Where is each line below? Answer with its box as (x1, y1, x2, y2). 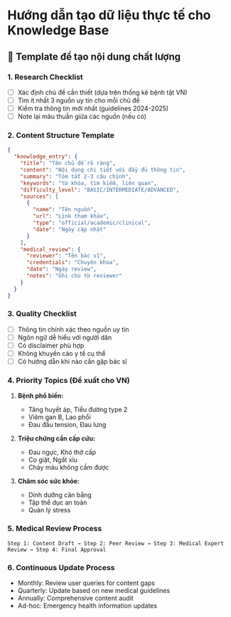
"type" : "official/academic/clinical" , (33, 219, 151, 227)
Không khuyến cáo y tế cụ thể (17, 349, 106, 358)
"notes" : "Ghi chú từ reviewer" (26, 273, 122, 280)
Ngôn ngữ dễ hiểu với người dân (17, 333, 112, 342)
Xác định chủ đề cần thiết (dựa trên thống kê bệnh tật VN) (17, 88, 188, 96)
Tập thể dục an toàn (28, 498, 87, 507)
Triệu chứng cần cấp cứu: (17, 434, 96, 443)
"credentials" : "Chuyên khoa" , (26, 259, 119, 266)
